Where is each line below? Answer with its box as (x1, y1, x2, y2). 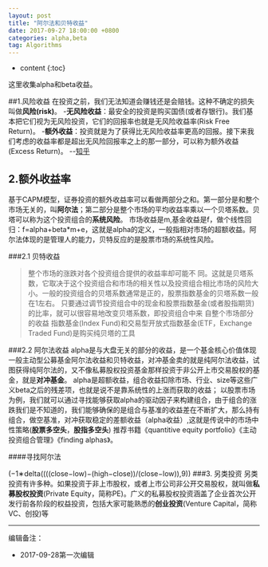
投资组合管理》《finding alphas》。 (8, 435, 118, 444)
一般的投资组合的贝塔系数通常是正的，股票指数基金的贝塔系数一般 (41, 288, 259, 297)
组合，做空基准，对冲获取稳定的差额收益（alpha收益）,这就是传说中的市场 (8, 415, 252, 424)
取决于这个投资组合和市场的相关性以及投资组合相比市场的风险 (49, 278, 252, 288)
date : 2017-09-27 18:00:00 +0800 (8, 26, 120, 34)
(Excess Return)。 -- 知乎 (8, 147, 90, 156)
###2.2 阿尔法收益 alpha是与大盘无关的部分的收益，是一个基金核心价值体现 (8, 345, 257, 355)
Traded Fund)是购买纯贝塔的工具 (27, 328, 136, 337)
